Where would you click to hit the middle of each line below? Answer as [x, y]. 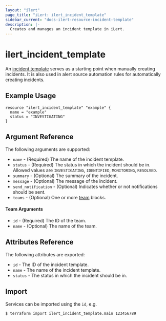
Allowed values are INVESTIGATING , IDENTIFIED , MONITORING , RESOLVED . [85, 170]
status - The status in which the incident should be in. [70, 275]
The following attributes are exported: [45, 254]
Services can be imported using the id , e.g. [51, 304]
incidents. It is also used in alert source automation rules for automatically [83, 74]
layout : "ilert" [23, 10]
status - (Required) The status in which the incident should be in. [81, 164]
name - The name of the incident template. [57, 270]
